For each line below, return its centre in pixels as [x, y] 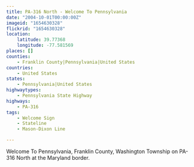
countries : [20, 68]
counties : [19, 56]
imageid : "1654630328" [34, 23]
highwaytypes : [24, 90]
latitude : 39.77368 [41, 40]
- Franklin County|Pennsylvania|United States [76, 62]
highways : [19, 101]
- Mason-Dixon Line [41, 129]
